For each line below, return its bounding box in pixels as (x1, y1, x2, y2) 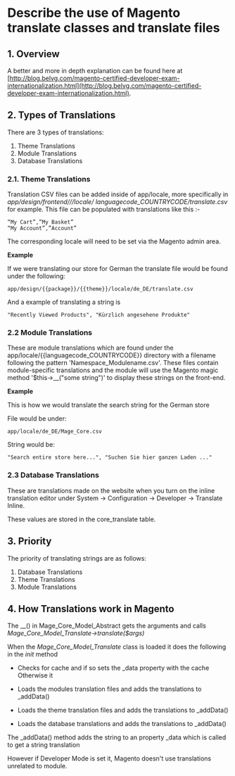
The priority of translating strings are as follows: (7, 554, 146, 562)
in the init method (7, 650, 58, 659)
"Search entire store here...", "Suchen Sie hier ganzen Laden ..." (7, 454, 212, 462)
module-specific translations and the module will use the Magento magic (7, 366, 219, 374)
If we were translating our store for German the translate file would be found (7, 265, 229, 273)
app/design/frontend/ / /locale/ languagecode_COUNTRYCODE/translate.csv (7, 198, 228, 206)
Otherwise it (17, 671, 53, 680)
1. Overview (7, 48, 60, 60)
